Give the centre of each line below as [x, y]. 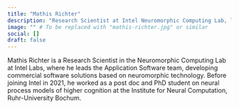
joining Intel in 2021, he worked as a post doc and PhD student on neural [113, 83]
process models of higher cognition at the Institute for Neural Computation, [117, 91]
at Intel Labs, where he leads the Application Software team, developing [113, 68]
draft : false [27, 40]
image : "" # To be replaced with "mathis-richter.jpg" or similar [108, 27]
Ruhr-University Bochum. [44, 98]
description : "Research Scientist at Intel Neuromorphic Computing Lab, [117, 21]
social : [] [23, 34]
